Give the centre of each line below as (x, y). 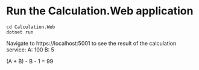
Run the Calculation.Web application (100, 11)
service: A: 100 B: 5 (30, 50)
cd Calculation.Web (31, 27)
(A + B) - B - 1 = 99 (30, 61)
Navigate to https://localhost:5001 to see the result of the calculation (91, 43)
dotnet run (20, 32)
